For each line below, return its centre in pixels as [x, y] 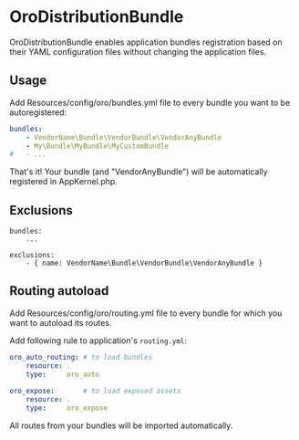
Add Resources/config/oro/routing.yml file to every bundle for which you [146, 313]
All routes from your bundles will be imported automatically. [121, 425]
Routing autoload [59, 291]
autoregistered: [38, 112]
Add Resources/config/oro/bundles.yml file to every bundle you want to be [150, 102]
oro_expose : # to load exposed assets [95, 391]
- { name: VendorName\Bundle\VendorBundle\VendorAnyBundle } [144, 263]
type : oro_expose [67, 408]
